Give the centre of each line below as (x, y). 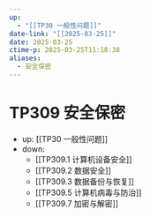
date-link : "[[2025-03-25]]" (63, 34)
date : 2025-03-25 (41, 42)
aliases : (25, 58)
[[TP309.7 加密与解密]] (77, 203)
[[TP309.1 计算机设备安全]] (83, 159)
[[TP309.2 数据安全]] (73, 170)
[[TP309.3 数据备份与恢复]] (85, 181)
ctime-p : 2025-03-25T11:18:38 (65, 50)
